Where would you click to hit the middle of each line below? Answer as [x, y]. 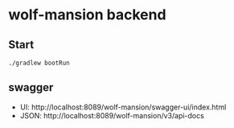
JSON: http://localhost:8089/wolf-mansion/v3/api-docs [112, 115]
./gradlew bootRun [39, 63]
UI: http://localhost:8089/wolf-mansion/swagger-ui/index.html [123, 107]
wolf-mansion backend [87, 15]
